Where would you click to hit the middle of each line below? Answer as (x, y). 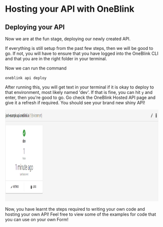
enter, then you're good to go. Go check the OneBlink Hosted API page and (80, 97)
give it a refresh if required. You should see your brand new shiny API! (75, 103)
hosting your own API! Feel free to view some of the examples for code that (81, 214)
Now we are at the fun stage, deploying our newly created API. (68, 39)
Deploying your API (35, 27)
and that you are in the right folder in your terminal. (56, 59)
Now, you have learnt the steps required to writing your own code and (75, 209)
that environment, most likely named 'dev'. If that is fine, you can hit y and (79, 92)
